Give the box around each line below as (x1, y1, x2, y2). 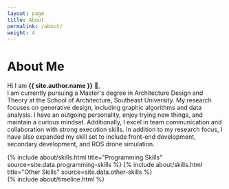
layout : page (7, 10, 45, 17)
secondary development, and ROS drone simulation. (7, 140, 155, 148)
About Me (7, 59, 65, 74)
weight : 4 (7, 29, 36, 36)
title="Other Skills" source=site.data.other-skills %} (7, 168, 153, 176)
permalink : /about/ (7, 23, 63, 30)
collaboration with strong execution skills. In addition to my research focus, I (7, 125, 223, 134)
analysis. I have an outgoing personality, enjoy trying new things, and (7, 111, 203, 119)
